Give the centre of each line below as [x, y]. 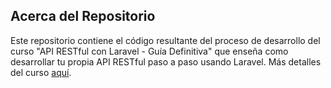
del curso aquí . [41, 72]
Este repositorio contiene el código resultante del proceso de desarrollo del [165, 40]
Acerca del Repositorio [83, 16]
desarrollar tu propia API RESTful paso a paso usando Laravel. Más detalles [166, 61]
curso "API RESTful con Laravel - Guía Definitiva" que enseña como [149, 51]
